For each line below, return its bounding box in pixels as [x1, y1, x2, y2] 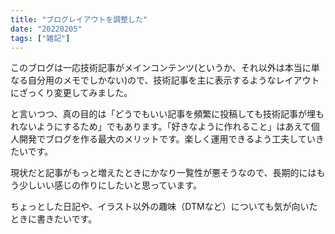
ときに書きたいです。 [10, 213, 98, 225]
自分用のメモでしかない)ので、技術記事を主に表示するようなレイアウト [27, 74, 320, 86]
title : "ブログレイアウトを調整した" [10, 14, 148, 25]
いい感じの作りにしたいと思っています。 [36, 179, 202, 191]
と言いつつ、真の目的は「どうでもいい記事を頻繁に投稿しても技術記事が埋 [10, 108, 317, 120]
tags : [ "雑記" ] [10, 33, 71, 43]
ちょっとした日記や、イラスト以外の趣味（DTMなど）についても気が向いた [10, 201, 318, 213]
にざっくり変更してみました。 [10, 87, 133, 99]
